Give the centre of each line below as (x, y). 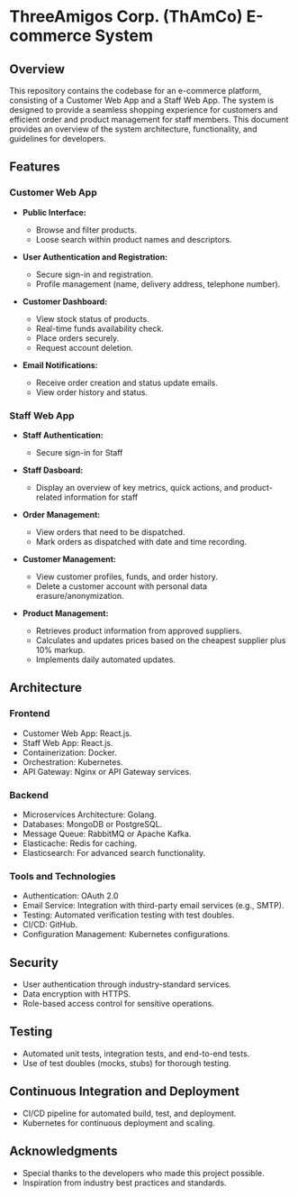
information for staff (101, 497)
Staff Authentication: (63, 435)
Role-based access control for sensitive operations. (118, 1004)
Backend (29, 795)
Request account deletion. (84, 347)
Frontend (30, 714)
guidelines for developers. (58, 138)
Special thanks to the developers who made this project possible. (143, 1173)
